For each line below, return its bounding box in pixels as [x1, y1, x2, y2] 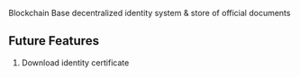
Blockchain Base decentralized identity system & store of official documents [8, 8, 291, 18]
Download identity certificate [21, 57, 130, 68]
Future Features [8, 33, 100, 48]
